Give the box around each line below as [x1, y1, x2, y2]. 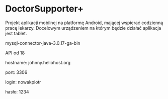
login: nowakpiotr [5, 79, 41, 85]
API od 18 [5, 50, 25, 56]
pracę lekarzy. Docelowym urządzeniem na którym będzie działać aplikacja [5, 25, 161, 31]
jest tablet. [5, 30, 27, 36]
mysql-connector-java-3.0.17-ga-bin [5, 40, 80, 46]
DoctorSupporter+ [5, 3, 84, 15]
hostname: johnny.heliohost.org [5, 59, 71, 65]
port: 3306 [5, 69, 28, 75]
